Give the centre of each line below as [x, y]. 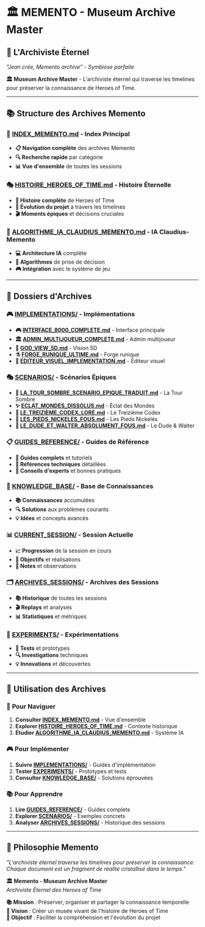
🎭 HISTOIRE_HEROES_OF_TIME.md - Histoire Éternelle [89, 185]
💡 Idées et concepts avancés [52, 518]
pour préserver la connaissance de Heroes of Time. [71, 88]
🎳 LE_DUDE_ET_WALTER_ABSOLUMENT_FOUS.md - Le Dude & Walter [105, 426]
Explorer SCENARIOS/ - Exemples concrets [70, 816]
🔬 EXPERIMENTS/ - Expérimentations [63, 635]
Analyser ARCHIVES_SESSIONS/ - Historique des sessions [90, 823]
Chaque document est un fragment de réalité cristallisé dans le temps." [96, 869]
